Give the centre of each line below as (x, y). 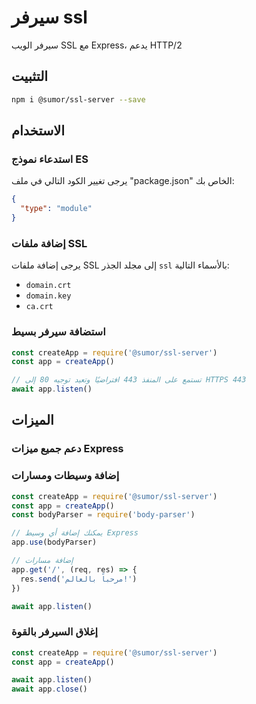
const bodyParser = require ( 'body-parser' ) (103, 515)
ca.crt (39, 307)
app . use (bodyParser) (54, 542)
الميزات (32, 420)
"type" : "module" (56, 209)
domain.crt (48, 286)
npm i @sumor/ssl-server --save (78, 99)
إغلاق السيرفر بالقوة (55, 632)
